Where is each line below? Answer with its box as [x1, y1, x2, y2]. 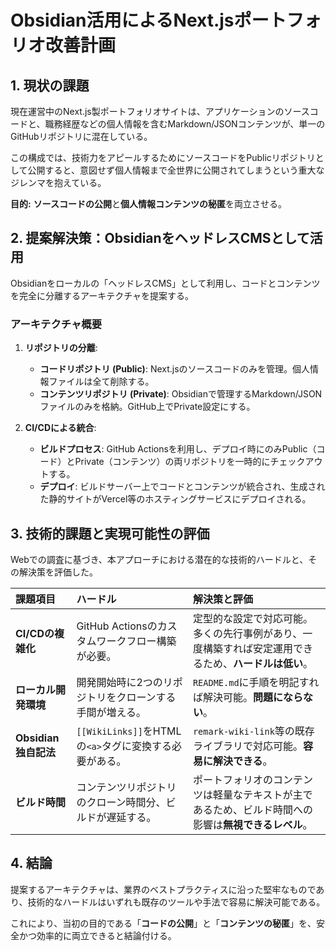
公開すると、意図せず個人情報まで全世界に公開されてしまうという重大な [27, 164, 325, 176]
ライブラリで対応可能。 [192, 739, 303, 753]
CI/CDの [15, 626, 55, 640]
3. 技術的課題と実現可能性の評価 [10, 525, 210, 542]
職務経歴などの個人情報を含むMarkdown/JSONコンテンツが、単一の [44, 118, 326, 130]
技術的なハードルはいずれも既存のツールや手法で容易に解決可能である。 [27, 896, 326, 908]
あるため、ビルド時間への [192, 802, 313, 816]
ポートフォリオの [192, 772, 273, 786]
